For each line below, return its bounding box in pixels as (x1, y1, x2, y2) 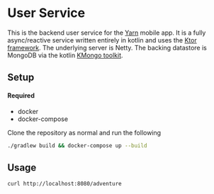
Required (7, 91, 35, 100)
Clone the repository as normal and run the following (7, 128, 162, 137)
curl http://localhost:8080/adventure (7, 181, 122, 188)
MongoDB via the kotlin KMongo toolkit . (7, 51, 123, 59)
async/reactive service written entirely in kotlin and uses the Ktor (7, 35, 197, 44)
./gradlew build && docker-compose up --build (7, 142, 147, 149)
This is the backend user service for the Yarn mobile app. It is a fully (7, 28, 206, 37)
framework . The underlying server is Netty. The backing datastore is (7, 43, 207, 52)
